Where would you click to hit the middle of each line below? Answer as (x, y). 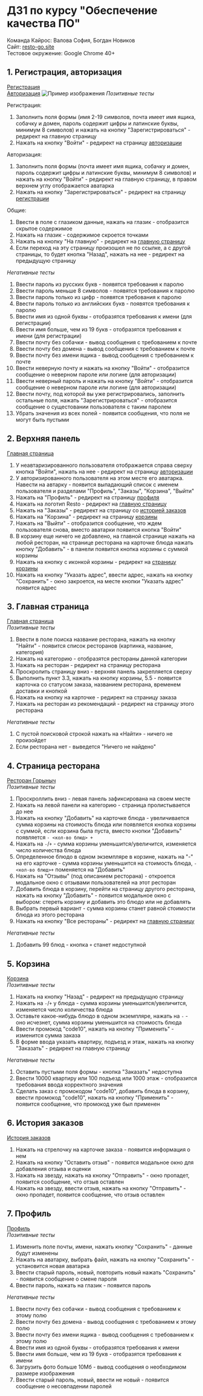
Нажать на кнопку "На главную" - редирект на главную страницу (100, 241)
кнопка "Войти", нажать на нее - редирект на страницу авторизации (104, 472)
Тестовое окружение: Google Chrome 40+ (61, 53)
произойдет (31, 740)
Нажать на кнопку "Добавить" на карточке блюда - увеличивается (102, 818)
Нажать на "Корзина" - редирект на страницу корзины (86, 517)
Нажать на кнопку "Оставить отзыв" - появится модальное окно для (105, 1162)
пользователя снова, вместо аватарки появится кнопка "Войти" (98, 529)
